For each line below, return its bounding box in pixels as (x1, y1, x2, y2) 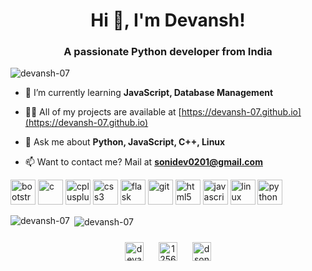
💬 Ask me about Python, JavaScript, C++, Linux (24, 136, 226, 148)
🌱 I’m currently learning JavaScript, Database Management (24, 87, 274, 99)
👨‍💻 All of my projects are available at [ (24, 106, 182, 118)
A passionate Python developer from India (63, 45, 273, 59)
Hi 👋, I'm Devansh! (90, 9, 246, 32)
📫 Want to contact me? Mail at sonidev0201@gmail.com (24, 156, 263, 168)
